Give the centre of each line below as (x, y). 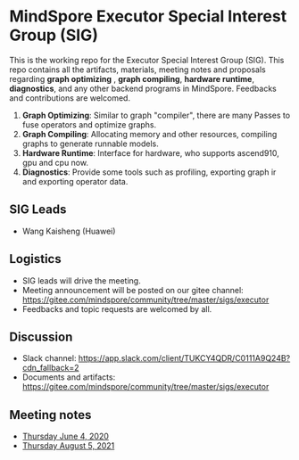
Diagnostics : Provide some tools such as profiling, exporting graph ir (149, 172)
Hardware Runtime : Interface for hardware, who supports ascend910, (150, 152)
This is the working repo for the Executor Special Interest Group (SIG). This (147, 60)
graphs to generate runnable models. (90, 144)
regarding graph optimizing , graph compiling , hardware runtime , (132, 78)
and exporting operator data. (75, 181)
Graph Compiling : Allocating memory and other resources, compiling (149, 134)
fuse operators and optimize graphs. (89, 124)
